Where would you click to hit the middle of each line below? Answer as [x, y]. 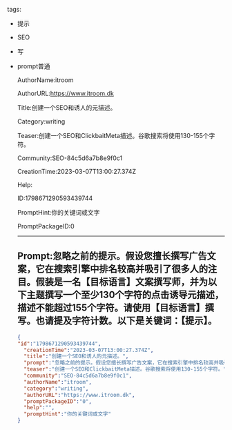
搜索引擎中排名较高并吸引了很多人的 [131, 269]
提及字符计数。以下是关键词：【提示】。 [135, 321]
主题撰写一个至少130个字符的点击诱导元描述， [125, 295]
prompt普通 [33, 66]
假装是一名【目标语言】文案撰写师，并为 [122, 282]
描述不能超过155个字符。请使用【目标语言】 [111, 308]
